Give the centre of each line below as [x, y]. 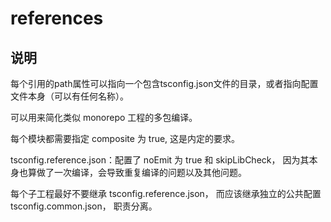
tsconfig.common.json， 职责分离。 [84, 206]
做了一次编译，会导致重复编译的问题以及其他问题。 [141, 172]
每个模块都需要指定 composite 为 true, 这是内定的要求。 [125, 138]
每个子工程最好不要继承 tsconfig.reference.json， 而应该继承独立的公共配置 [166, 193]
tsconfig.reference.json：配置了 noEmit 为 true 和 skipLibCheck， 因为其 [160, 160]
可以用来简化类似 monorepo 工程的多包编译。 [104, 117]
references [57, 18]
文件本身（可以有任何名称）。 [69, 96]
